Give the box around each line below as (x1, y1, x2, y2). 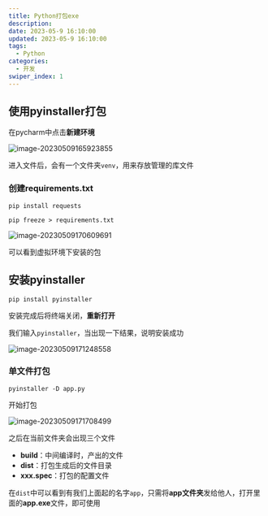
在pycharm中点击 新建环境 (8, 128, 95, 137)
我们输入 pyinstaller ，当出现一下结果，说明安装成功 (8, 327, 184, 337)
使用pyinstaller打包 (8, 105, 107, 119)
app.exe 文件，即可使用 (23, 497, 101, 508)
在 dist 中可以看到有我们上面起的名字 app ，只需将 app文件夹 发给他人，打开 (8, 488, 253, 497)
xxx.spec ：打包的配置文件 (19, 470, 110, 480)
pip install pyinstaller (8, 295, 93, 303)
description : (8, 20, 53, 28)
